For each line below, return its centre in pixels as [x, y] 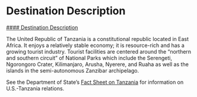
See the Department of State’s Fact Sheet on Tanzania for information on [95, 82]
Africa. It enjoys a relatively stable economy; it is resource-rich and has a [96, 45]
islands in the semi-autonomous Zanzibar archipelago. [73, 70]
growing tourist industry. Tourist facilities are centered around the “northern [99, 51]
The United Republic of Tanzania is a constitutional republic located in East [97, 39]
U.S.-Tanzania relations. [35, 88]
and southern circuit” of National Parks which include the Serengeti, [89, 58]
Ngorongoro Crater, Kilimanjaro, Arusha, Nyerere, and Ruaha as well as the [97, 64]
